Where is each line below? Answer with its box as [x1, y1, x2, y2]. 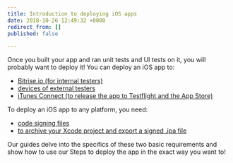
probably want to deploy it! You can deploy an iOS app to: [7, 63, 175, 71]
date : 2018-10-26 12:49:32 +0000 [7, 17, 106, 24]
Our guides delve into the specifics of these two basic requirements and [7, 140, 217, 149]
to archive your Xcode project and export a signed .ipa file [17, 126, 187, 135]
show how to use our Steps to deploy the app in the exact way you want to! [7, 147, 226, 156]
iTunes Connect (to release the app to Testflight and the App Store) [17, 92, 213, 100]
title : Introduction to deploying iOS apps [7, 10, 138, 18]
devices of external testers [17, 84, 96, 92]
